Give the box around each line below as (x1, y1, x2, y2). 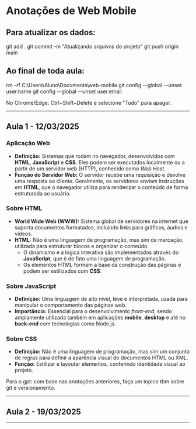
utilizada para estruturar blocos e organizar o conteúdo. (14, 242, 149, 249)
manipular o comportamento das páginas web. (14, 301, 127, 308)
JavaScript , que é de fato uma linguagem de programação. (23, 255, 166, 262)
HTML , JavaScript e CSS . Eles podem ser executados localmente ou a (14, 159, 185, 166)
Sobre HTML (6, 204, 43, 212)
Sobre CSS (6, 335, 37, 343)
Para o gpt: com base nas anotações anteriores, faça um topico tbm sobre (6, 378, 185, 385)
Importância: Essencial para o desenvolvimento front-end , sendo (14, 308, 172, 315)
